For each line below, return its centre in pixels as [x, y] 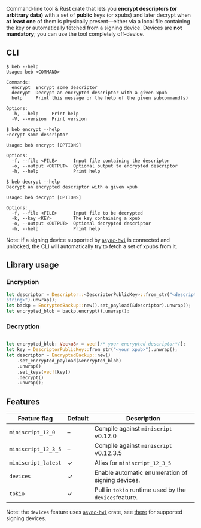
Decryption [23, 326]
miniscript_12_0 [32, 432]
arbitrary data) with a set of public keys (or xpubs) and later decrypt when [99, 15]
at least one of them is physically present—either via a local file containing [98, 21]
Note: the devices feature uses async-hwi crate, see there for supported [94, 512]
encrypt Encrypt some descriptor [54, 87]
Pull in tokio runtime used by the [140, 490]
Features [23, 402]
